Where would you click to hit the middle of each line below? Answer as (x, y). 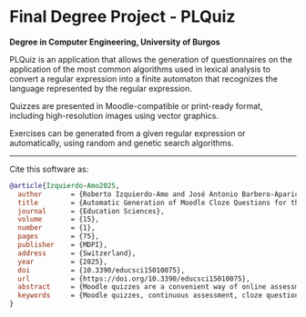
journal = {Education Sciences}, (92, 211)
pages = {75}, (59, 237)
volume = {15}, (59, 220)
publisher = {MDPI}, (62, 245)
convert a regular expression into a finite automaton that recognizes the (143, 78)
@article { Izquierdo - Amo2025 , (65, 185)
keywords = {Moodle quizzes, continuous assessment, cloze (140, 296)
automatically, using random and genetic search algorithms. (122, 143)
